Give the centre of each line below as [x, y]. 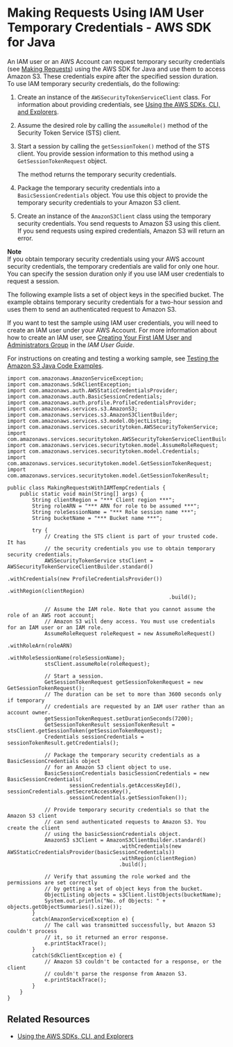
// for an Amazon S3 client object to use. [108, 767]
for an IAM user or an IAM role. [55, 627]
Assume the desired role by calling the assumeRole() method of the [112, 125]
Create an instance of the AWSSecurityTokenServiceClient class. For [114, 97]
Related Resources [49, 1020]
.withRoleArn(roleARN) [40, 646]
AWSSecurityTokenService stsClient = [99, 560]
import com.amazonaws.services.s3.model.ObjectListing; [89, 421]
